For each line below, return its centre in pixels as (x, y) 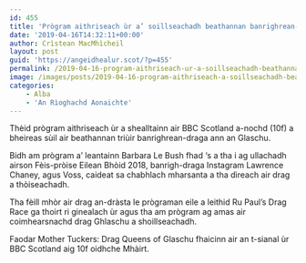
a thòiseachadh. (40, 185)
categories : (32, 86)
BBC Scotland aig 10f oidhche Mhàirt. (80, 249)
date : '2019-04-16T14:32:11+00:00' (77, 35)
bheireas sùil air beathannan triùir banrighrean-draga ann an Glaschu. (140, 138)
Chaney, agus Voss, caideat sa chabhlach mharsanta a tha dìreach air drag (150, 175)
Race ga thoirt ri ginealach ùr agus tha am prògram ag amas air (127, 212)
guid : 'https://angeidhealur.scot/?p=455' (91, 60)
